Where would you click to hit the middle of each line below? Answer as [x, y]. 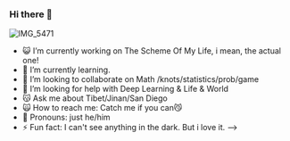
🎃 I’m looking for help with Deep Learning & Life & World [125, 89]
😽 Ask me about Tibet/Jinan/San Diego [95, 98]
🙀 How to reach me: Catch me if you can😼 [102, 108]
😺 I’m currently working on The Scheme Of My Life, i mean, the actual [151, 51]
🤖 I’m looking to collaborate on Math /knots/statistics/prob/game [141, 79]
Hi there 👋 [31, 14]
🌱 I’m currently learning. [66, 70]
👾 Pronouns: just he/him [66, 117]
